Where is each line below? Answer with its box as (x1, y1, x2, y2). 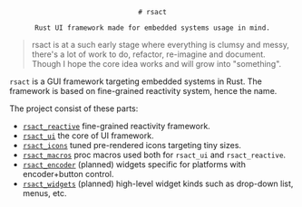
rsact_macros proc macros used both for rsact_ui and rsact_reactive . (22, 149, 287, 160)
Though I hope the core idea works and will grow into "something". (31, 59, 282, 69)
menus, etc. (22, 188, 67, 198)
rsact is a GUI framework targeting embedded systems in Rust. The (9, 76, 263, 87)
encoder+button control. (22, 169, 114, 179)
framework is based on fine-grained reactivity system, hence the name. (9, 86, 278, 96)
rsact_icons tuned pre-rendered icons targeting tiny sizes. (22, 140, 242, 150)
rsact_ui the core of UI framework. (22, 130, 154, 141)
